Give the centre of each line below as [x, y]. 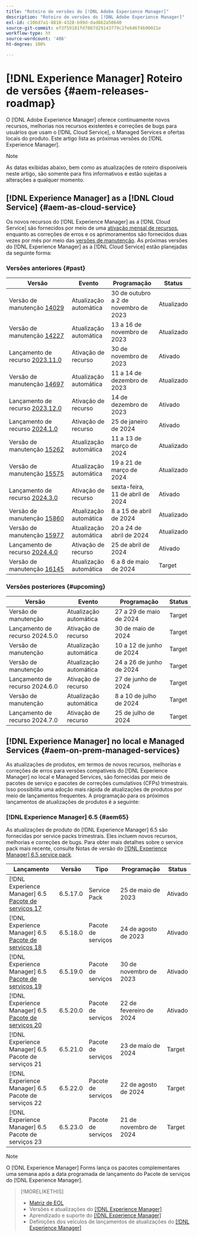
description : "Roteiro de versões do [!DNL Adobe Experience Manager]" [95, 17]
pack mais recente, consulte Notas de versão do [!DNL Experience [86, 848]
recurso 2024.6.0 [33, 686]
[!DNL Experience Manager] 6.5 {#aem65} [67, 817]
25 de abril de [130, 545]
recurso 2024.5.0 [33, 636]
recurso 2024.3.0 [33, 498]
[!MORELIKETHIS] [42, 1192]
